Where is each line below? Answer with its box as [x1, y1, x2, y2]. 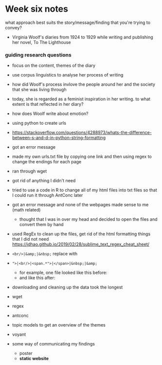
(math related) [12, 207, 41, 213]
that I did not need [12, 236, 49, 242]
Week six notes [5, 3, 68, 15]
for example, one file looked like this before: [19, 269, 108, 276]
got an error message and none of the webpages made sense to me [12, 202, 149, 208]
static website [19, 356, 49, 362]
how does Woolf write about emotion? [12, 111, 89, 116]
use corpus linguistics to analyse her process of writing [12, 72, 124, 78]
